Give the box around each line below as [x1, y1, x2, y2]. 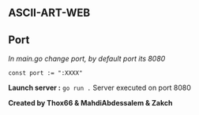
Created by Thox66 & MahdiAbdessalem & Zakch [8, 98, 173, 108]
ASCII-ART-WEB [8, 6, 91, 20]
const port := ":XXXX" [8, 69, 83, 77]
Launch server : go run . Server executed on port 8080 [8, 83, 192, 93]
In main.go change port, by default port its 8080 [8, 54, 166, 64]
